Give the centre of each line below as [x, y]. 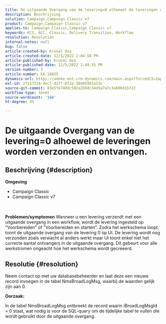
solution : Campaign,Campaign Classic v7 [47, 19]
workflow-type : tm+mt [27, 93]
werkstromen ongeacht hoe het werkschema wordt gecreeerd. [69, 249]
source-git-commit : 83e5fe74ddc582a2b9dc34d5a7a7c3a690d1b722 [70, 88]
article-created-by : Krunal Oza [38, 51]
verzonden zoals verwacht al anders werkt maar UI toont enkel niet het [77, 238]
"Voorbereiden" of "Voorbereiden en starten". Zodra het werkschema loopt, [82, 227]
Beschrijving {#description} [49, 170]
